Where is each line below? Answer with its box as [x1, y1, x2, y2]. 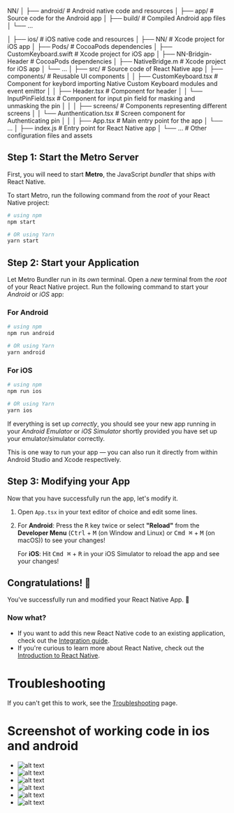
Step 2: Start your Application [7, 257, 140, 269]
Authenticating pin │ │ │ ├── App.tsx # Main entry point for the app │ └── [7, 117, 224, 125]
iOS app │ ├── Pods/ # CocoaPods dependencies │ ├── [7, 43, 173, 50]
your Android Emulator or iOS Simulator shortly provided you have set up [7, 426, 218, 435]
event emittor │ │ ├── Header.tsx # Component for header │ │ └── [7, 87, 203, 95]
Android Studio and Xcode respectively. [7, 455, 122, 463]
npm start [7, 218, 36, 225]
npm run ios [7, 388, 42, 395]
